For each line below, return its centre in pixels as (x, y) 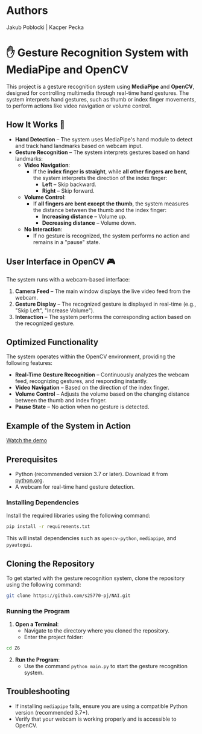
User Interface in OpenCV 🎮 (61, 262)
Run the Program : (37, 660)
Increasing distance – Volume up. (84, 216)
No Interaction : (43, 229)
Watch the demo (27, 440)
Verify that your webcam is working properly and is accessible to (96, 719)
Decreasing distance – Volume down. (89, 223)
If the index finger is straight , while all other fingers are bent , (110, 171)
